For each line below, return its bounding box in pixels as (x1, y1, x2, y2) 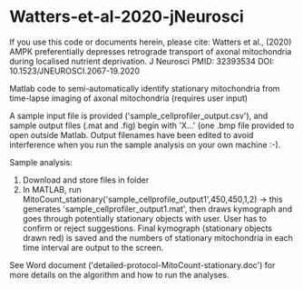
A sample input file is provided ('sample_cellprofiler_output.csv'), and (9, 110, 269, 121)
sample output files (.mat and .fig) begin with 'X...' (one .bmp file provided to (9, 120, 295, 131)
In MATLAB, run (22, 184, 82, 194)
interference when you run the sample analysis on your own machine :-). (9, 139, 281, 150)
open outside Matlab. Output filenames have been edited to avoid (9, 129, 254, 140)
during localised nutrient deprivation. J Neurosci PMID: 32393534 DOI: (9, 55, 275, 66)
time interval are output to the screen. (22, 242, 164, 253)
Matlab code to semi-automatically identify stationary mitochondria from (9, 83, 280, 94)
